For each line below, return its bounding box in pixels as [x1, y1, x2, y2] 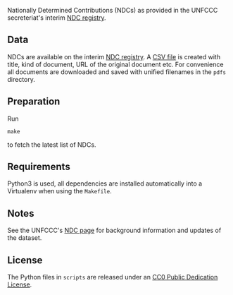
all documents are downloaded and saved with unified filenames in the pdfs [7, 67, 227, 76]
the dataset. [7, 234, 42, 242]
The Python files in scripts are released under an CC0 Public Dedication [7, 273, 218, 282]
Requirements [7, 161, 70, 173]
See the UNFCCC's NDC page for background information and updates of [7, 226, 222, 235]
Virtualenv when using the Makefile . [7, 187, 112, 195]
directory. [7, 75, 35, 83]
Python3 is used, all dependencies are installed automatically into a [7, 179, 203, 188]
